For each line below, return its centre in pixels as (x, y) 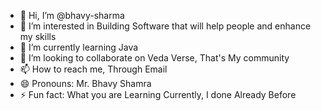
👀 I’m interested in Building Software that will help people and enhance (165, 26)
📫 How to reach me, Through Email (93, 69)
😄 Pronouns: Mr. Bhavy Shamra (85, 83)
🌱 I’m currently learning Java (79, 47)
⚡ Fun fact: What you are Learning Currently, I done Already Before (158, 94)
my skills (38, 36)
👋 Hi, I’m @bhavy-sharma (72, 15)
